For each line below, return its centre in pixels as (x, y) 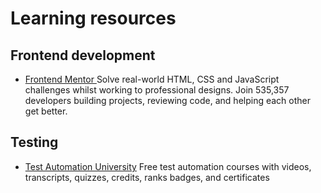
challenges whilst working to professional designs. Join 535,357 (157, 90)
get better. (46, 111)
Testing (34, 142)
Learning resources (93, 18)
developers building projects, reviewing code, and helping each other (168, 100)
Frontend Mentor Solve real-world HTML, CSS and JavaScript (152, 79)
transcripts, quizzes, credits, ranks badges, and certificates (147, 177)
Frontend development (83, 55)
